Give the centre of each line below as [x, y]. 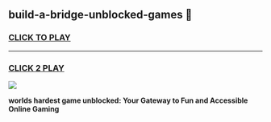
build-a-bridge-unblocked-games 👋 [100, 15]
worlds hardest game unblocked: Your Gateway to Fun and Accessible [128, 100]
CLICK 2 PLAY [36, 67]
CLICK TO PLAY [40, 38]
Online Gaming [34, 108]
